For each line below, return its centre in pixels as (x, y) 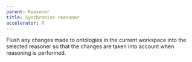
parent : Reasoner (28, 12)
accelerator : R (25, 23)
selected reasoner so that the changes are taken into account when (90, 46)
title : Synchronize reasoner (43, 17)
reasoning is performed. (36, 53)
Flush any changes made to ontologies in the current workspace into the (96, 40)
